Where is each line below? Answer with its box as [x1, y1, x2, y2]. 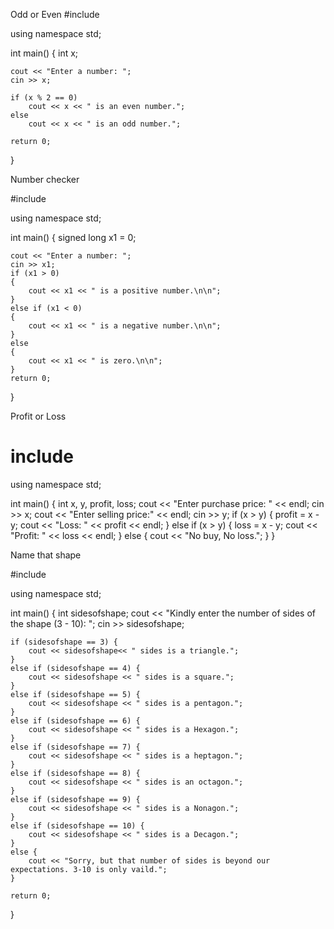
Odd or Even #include [10, 9, 100, 20]
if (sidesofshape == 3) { [10, 637, 118, 647]
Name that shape [10, 549, 82, 561]
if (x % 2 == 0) [10, 93, 78, 103]
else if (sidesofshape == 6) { [10, 715, 141, 726]
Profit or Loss [10, 410, 67, 422]
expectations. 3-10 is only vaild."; [10, 864, 168, 874]
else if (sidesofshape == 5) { [10, 689, 141, 699]
